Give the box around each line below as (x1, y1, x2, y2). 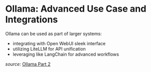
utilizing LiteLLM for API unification (12, 46, 86, 52)
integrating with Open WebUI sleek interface (12, 40, 106, 46)
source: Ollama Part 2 (5, 61, 51, 67)
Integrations (5, 14, 58, 25)
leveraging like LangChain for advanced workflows (12, 51, 119, 57)
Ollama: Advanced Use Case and (5, 3, 146, 15)
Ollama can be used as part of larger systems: (5, 30, 102, 37)
